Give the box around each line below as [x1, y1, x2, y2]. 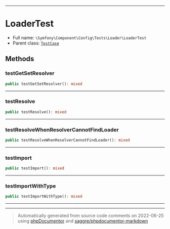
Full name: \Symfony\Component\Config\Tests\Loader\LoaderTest [12, 34, 147, 40]
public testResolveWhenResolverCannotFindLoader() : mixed [5, 138, 130, 143]
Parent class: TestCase [12, 40, 59, 46]
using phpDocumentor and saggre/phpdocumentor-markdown [17, 218, 148, 224]
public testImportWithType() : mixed [5, 194, 82, 199]
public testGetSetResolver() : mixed [5, 81, 82, 86]
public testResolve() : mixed [5, 109, 67, 114]
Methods [5, 55, 34, 63]
